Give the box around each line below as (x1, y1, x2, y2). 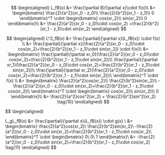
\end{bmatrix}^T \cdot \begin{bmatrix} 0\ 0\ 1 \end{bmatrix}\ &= (5, 134, 136, 140)
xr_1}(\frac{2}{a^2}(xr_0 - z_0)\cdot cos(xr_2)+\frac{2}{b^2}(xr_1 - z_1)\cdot (6, 62, 160, 68)
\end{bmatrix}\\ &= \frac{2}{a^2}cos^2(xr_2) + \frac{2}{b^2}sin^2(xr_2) (10, 93, 156, 99)
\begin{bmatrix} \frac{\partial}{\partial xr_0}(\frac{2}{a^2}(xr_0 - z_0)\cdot (7, 51, 159, 57)
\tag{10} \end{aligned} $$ (56, 99, 110, 104)
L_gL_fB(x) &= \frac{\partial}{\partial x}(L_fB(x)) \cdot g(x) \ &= (5, 118, 133, 124)
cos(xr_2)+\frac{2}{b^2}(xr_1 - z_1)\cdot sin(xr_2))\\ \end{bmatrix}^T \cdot (8, 73, 159, 78)
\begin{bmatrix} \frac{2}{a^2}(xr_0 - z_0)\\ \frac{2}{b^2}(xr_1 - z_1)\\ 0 (12, 10, 155, 16)
